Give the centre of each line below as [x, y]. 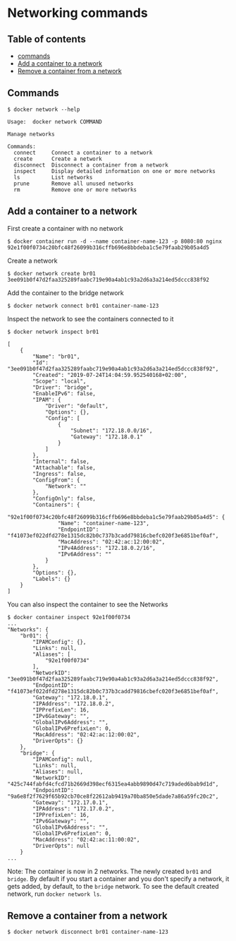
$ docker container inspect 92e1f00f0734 [69, 617]
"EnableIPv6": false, [64, 393]
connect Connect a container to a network [83, 152]
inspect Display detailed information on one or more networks [115, 171]
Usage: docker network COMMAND [55, 121]
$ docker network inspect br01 [53, 332]
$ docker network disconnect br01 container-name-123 [88, 932]
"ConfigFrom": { [56, 480]
